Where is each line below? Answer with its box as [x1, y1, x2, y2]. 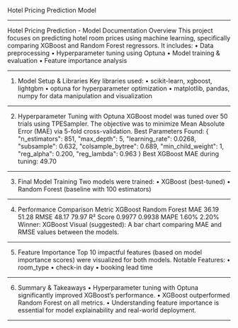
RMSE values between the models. [17, 228, 120, 236]
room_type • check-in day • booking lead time [17, 263, 154, 271]
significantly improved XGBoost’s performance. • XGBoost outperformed [17, 291, 230, 299]
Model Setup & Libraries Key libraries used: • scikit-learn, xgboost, [17, 77, 212, 85]
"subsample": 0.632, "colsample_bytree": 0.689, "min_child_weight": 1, [17, 142, 225, 151]
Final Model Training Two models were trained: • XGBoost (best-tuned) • [17, 177, 231, 186]
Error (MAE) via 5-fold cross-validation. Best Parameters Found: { [17, 127, 209, 135]
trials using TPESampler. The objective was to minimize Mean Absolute [17, 119, 225, 128]
